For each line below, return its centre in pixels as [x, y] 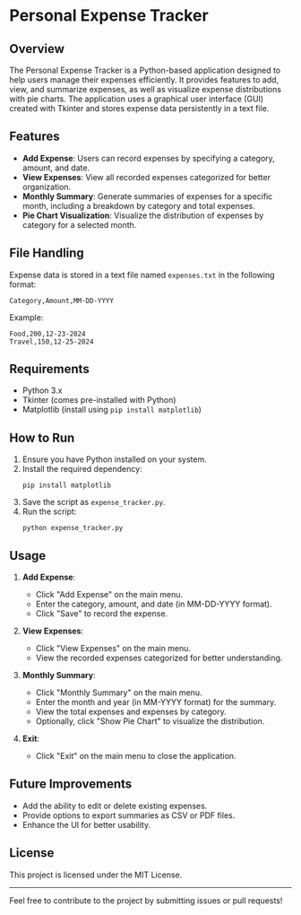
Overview [37, 49]
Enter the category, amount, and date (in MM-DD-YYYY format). [154, 604]
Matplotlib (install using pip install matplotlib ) [112, 410]
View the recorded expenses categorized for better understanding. [159, 658]
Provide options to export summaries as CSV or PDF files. [129, 815]
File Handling [47, 253]
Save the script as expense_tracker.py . [94, 502]
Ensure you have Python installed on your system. [115, 459]
